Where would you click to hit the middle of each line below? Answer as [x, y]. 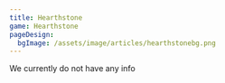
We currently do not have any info [72, 69]
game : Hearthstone [44, 26]
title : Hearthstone [46, 18]
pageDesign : [32, 34]
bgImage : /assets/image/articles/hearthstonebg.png [117, 43]
